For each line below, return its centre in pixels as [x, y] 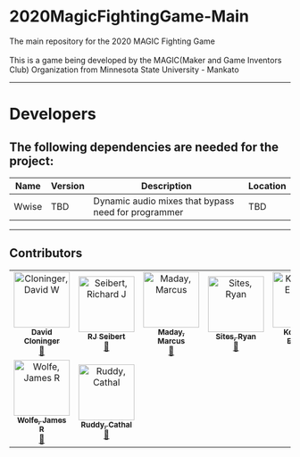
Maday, [171, 332]
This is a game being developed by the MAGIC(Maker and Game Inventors [146, 60]
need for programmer [138, 212]
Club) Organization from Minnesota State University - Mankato [124, 70]
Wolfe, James [42, 420]
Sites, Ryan [236, 336]
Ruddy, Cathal [106, 424]
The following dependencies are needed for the [144, 147]
